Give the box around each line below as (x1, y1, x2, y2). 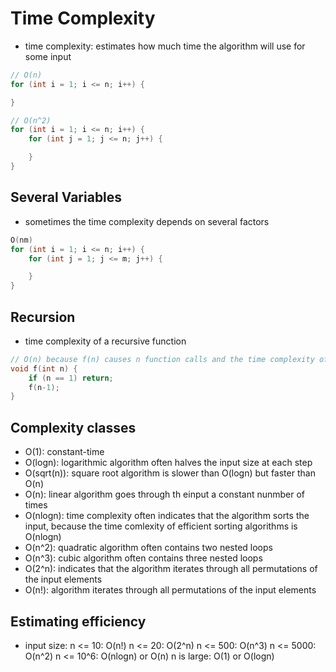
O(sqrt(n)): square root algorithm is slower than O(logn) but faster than (24, 467, 316, 479)
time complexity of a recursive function (24, 335, 187, 347)
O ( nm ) (10, 235, 33, 245)
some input (24, 50, 72, 62)
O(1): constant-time (24, 446, 105, 458)
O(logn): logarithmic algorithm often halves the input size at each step (24, 457, 313, 469)
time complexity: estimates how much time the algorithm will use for (24, 40, 306, 52)
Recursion (10, 308, 76, 326)
